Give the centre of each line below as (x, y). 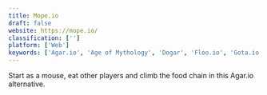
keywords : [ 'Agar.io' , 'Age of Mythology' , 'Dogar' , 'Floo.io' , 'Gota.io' (135, 53)
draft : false (30, 23)
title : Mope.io (34, 16)
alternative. (27, 84)
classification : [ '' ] (44, 38)
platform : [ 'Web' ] (39, 46)
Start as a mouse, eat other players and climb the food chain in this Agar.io (131, 75)
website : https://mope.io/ (53, 30)
